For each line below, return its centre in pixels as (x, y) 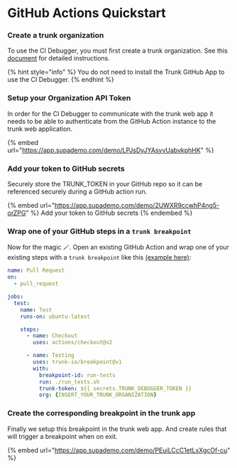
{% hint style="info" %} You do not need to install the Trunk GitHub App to (116, 72)
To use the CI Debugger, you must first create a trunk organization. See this (118, 50)
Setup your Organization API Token (69, 98)
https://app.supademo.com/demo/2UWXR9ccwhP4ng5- (137, 206)
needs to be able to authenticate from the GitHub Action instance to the (112, 121)
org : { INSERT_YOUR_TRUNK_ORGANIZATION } (98, 395)
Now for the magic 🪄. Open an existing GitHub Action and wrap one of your (118, 248)
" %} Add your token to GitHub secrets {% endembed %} (109, 213)
